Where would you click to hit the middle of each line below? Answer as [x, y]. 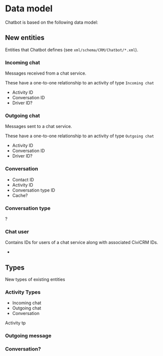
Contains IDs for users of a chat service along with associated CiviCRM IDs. [82, 242]
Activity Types [23, 292]
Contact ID [23, 179]
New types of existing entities [35, 279]
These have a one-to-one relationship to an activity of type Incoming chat [80, 83]
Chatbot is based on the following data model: [52, 22]
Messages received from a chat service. [46, 73]
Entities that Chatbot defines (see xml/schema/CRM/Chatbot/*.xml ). [72, 49]
